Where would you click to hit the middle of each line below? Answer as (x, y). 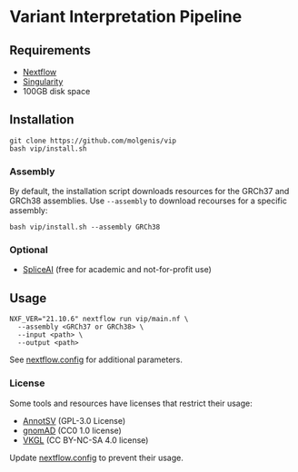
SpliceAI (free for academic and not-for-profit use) (117, 270)
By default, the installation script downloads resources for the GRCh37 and (149, 192)
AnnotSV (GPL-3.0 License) (74, 420)
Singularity (43, 82)
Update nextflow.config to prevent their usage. (96, 457)
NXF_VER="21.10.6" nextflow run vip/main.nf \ (99, 320)
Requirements (50, 50)
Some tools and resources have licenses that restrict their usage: (131, 403)
